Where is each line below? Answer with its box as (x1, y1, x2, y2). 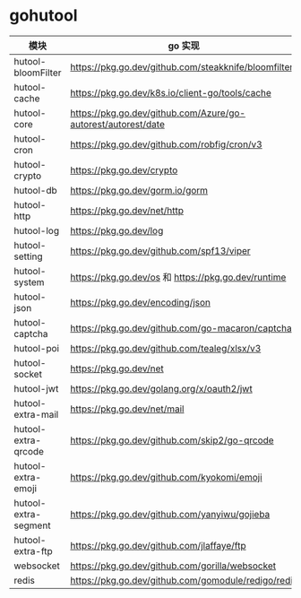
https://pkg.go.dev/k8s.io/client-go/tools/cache (70, 86, 271, 99)
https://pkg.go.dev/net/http (70, 204, 184, 216)
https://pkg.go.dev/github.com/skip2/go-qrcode (70, 434, 275, 446)
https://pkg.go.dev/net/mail (70, 403, 185, 415)
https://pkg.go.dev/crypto (70, 163, 178, 176)
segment (13, 519, 51, 532)
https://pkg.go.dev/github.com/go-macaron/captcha (70, 322, 293, 334)
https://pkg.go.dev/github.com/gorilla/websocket (70, 559, 276, 572)
